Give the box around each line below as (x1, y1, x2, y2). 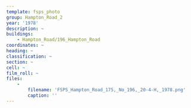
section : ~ (6, 59, 34, 65)
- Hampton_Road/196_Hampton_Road (17, 37, 101, 43)
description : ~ (6, 25, 44, 32)
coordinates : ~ (6, 43, 44, 49)
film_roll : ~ (6, 70, 39, 76)
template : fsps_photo (6, 8, 60, 15)
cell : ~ (6, 64, 26, 71)
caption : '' (28, 92, 58, 98)
